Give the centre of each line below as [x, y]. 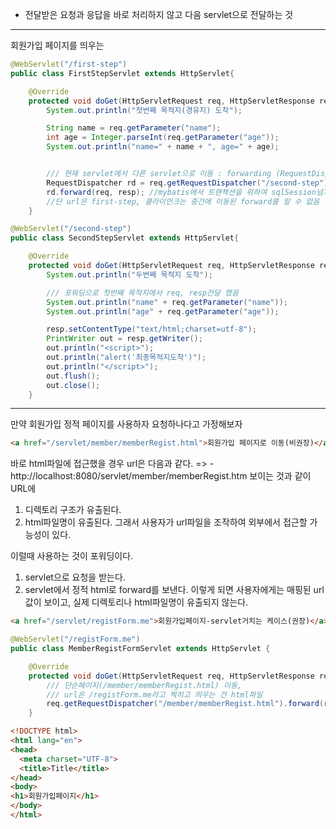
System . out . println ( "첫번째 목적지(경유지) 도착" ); [144, 110]
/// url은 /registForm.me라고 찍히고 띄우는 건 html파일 [154, 694]
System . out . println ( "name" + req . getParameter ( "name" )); [167, 302]
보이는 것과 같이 [280, 476]
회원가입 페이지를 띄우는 [57, 45]
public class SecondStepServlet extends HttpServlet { [125, 238]
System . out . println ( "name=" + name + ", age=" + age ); [163, 147]
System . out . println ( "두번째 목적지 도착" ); [129, 274]
